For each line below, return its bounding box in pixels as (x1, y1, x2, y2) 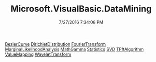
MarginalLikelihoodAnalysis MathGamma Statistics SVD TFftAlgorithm (5, 46, 144, 52)
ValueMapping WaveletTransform (5, 51, 71, 57)
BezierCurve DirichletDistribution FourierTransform (5, 41, 106, 47)
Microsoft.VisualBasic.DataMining (10, 3, 152, 14)
